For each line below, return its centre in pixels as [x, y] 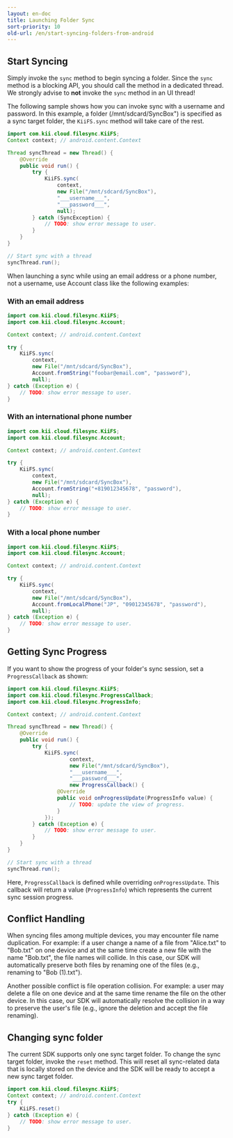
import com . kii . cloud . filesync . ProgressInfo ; [74, 702]
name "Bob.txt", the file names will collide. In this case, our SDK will [104, 958]
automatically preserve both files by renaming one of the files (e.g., [103, 965]
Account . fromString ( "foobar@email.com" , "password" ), [112, 373]
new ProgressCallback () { [107, 785]
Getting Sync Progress [57, 652]
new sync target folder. [40, 1077]
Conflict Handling [46, 919]
